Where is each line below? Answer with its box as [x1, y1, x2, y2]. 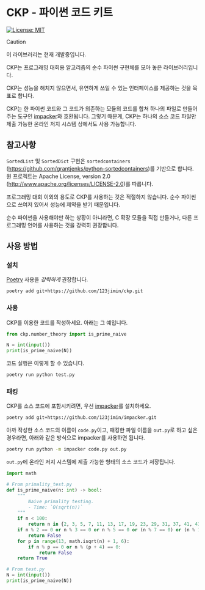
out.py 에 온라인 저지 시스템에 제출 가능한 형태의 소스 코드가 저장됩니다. [6, 458, 176, 465]
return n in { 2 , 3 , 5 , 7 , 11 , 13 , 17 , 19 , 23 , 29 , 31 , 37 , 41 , [28, 521, 193, 528]
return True [17, 555, 48, 561]
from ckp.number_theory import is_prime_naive [6, 331, 127, 337]
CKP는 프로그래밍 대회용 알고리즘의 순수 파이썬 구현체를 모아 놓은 [6, 64, 162, 71]
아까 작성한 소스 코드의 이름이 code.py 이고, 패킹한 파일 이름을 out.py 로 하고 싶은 [6, 426, 198, 434]
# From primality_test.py [6, 481, 72, 488]
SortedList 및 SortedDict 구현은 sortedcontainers [6, 157, 131, 164]
